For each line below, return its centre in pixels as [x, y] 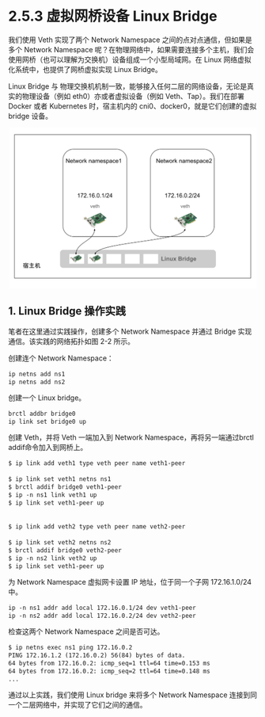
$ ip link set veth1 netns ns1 [60, 479]
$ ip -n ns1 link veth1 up [53, 495]
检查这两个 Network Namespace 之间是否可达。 [86, 631]
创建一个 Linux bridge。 [47, 398]
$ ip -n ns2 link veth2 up [53, 559]
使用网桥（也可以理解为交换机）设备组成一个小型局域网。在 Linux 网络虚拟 [130, 59]
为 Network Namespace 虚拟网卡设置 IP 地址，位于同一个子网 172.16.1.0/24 [130, 582]
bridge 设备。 [30, 116]
